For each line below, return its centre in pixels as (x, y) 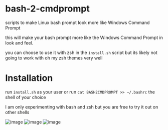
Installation (29, 78)
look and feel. (19, 42)
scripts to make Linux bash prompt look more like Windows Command (77, 22)
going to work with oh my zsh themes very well (54, 57)
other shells (17, 112)
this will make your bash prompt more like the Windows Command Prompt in (84, 37)
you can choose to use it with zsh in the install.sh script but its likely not (81, 52)
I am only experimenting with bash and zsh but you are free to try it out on (82, 107)
